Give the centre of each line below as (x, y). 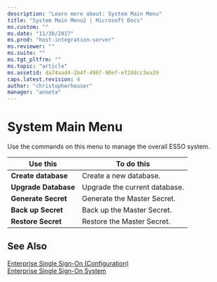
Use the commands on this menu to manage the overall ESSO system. (108, 147)
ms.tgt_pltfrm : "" (34, 60)
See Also (27, 246)
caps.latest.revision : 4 (44, 79)
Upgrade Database (43, 187)
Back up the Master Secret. (127, 210)
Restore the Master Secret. (126, 222)
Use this (43, 164)
